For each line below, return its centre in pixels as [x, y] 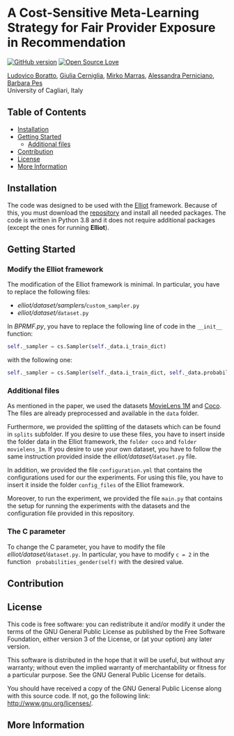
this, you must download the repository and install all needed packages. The [117, 212]
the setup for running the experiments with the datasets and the [99, 506]
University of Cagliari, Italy [45, 90]
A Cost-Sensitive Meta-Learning [103, 13]
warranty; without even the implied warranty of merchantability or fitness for [117, 667]
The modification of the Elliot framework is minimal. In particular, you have [114, 284]
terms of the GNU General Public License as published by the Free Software [116, 631]
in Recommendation [67, 43]
